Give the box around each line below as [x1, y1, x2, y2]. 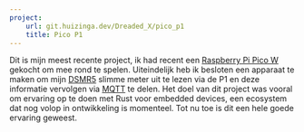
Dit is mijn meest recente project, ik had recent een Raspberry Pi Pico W [9, 55, 279, 66]
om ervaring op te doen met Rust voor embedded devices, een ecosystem [9, 93, 288, 104]
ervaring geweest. [9, 112, 77, 123]
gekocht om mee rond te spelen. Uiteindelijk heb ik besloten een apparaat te [9, 64, 295, 75]
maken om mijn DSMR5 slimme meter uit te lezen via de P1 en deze [9, 74, 260, 85]
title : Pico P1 [25, 30, 83, 39]
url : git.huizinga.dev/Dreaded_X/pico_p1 [25, 22, 184, 31]
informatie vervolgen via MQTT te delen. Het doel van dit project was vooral [9, 83, 293, 95]
